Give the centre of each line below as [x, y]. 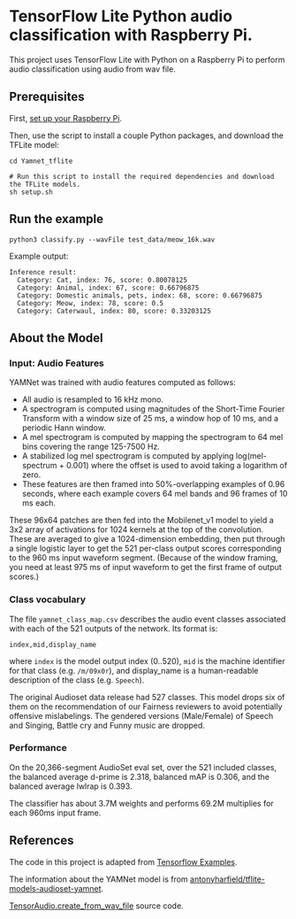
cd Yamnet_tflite [41, 161]
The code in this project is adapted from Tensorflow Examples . [123, 861]
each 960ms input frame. [55, 813]
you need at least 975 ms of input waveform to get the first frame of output [146, 568]
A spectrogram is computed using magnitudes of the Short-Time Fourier [153, 409]
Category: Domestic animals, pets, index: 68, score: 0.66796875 [140, 295]
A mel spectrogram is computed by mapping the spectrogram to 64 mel [152, 437]
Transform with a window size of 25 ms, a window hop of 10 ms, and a [150, 419]
